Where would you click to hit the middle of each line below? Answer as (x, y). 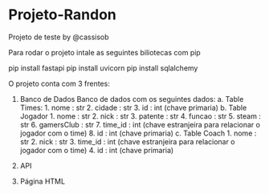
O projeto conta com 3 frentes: (59, 83)
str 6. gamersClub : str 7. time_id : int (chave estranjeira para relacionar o (140, 124)
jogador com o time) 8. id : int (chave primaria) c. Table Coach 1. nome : (138, 133)
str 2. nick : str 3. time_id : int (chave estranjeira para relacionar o (127, 141)
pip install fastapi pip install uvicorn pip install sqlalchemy (103, 68)
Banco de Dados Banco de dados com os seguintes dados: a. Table (132, 99)
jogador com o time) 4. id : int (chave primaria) (97, 150)
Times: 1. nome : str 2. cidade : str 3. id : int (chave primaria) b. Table (133, 107)
